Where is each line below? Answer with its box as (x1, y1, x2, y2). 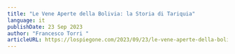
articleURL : (7, 36, 42, 43)
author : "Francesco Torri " (7, 29, 90, 37)
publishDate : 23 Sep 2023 (7, 23, 83, 30)
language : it (7, 17, 45, 24)
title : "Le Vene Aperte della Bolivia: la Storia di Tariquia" (7, 10, 196, 18)
